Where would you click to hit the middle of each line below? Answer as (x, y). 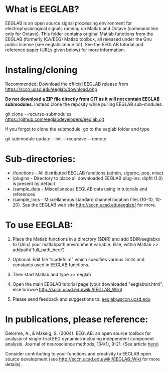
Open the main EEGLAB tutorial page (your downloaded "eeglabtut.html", (88, 284)
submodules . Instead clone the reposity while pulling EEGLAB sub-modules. (84, 104)
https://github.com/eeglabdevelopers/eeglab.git (55, 119)
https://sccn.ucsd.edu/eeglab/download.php (51, 89)
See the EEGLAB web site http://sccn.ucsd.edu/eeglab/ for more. (89, 205)
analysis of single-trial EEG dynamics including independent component (79, 338)
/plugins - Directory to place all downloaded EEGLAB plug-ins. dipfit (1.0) (88, 178)
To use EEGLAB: (39, 225)
